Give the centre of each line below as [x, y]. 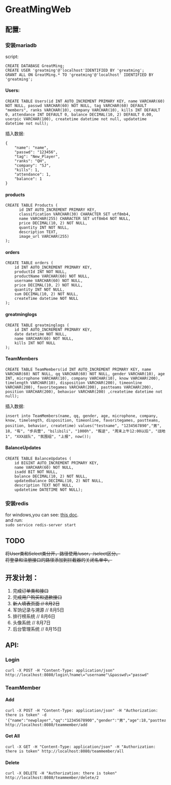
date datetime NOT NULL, [41, 334]
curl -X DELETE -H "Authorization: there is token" [61, 773]
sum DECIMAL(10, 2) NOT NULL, [47, 294]
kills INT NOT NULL [35, 343]
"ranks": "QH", [31, 161]
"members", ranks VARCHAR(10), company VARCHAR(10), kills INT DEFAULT [83, 110]
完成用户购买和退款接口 [37, 597]
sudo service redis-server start [41, 525]
